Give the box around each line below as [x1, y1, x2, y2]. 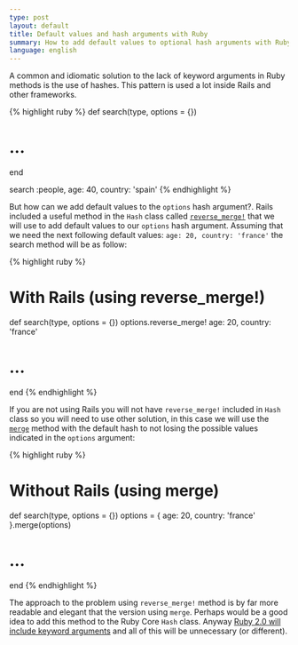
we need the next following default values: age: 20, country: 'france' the [9, 230, 284, 241]
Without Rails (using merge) [9, 481, 220, 501]
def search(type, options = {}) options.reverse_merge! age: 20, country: [9, 317, 272, 327]
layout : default [9, 21, 69, 30]
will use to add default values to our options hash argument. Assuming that [9, 220, 284, 231]
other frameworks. [9, 90, 77, 100]
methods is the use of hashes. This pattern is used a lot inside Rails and [9, 80, 271, 91]
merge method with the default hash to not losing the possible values [9, 423, 259, 434]
